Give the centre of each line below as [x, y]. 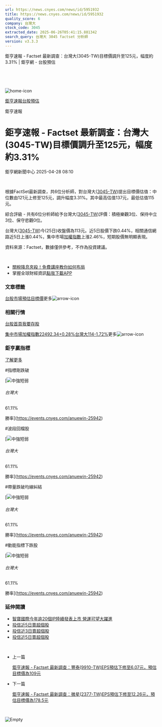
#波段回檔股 [17, 428]
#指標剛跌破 [17, 370]
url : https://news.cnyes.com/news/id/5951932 [52, 10]
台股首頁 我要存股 [22, 324]
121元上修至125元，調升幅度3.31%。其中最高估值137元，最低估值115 [86, 197]
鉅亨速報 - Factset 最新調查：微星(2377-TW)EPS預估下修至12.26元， [81, 694]
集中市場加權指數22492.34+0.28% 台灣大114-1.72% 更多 [61, 334]
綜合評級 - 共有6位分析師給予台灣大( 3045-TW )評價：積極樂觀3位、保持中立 [81, 214]
